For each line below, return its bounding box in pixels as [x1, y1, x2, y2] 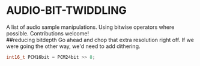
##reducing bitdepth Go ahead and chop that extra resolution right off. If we [6, 36, 194, 43]
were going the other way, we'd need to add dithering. [6, 43, 141, 50]
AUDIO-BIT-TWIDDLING [6, 4, 127, 17]
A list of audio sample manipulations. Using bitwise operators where [6, 23, 175, 31]
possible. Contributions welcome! [6, 29, 89, 37]
